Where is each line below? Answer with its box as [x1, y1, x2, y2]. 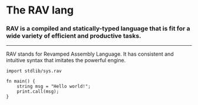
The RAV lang [6, 4, 74, 17]
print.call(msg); [16, 89, 60, 94]
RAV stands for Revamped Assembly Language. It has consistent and [6, 50, 174, 57]
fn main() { [6, 79, 35, 84]
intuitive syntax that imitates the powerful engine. [6, 57, 126, 64]
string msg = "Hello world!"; [16, 83, 91, 90]
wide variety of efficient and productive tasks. [6, 32, 141, 40]
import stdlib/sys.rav [6, 68, 62, 74]
